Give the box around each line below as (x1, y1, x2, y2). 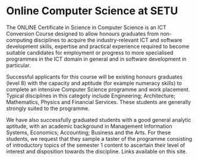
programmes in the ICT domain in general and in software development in (6, 55, 187, 62)
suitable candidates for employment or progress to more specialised (6, 49, 174, 56)
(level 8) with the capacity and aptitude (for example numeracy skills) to (6, 79, 183, 87)
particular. (6, 61, 31, 69)
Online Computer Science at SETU (6, 4, 178, 18)
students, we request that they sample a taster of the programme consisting (6, 135, 192, 142)
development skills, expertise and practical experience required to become (6, 43, 190, 50)
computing (6, 36, 33, 43)
